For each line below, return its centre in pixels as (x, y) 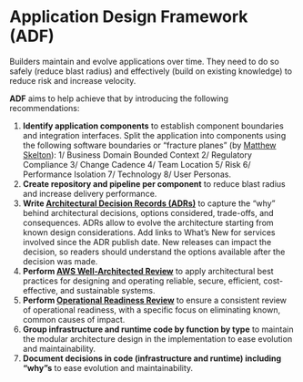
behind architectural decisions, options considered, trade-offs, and (148, 212)
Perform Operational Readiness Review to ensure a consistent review (155, 300)
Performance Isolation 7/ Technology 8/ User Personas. (127, 174)
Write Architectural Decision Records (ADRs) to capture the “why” (149, 203)
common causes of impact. (74, 319)
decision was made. (60, 261)
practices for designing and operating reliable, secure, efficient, (142, 281)
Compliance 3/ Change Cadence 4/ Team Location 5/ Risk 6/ (137, 164)
